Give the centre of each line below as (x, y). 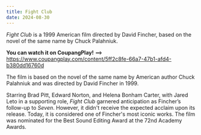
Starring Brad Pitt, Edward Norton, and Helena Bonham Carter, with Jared (97, 95)
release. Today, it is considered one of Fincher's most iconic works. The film (101, 114)
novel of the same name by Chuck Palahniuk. (62, 41)
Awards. (17, 127)
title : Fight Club (29, 12)
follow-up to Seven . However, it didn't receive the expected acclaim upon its (101, 107)
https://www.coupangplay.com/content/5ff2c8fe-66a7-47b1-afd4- (89, 59)
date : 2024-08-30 (28, 17)
